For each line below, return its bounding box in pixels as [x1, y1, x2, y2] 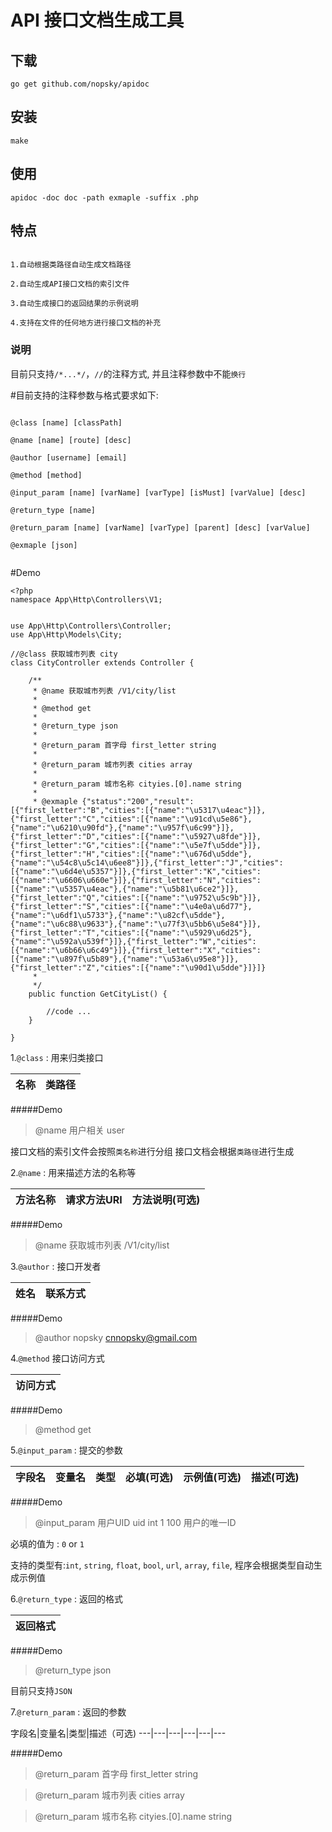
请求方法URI [65, 1192, 123, 1206]
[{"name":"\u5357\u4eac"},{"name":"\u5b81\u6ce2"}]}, [10, 884, 240, 894]
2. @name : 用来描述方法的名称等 [10, 1166, 137, 1178]
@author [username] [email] [10, 452, 128, 463]
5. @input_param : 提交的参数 [10, 1444, 123, 1456]
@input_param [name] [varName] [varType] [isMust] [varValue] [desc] [10, 487, 307, 498]
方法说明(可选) [131, 1192, 201, 1206]
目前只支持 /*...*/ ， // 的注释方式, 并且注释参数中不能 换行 [10, 367, 247, 380]
